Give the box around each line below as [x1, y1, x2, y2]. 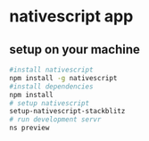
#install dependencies [9, 82, 94, 91]
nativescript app [9, 6, 134, 27]
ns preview [9, 123, 50, 133]
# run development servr [9, 115, 102, 124]
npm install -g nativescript [9, 73, 118, 82]
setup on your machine [9, 42, 140, 57]
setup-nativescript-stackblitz [9, 107, 126, 116]
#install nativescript [9, 65, 94, 74]
